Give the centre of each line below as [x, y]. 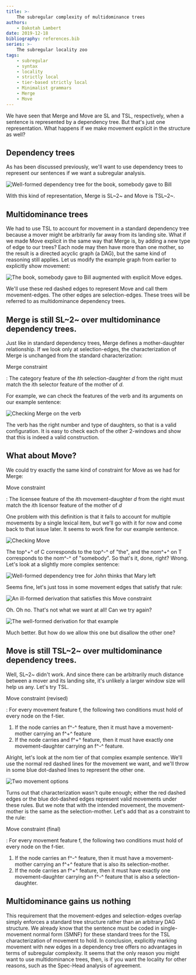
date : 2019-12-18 [27, 33]
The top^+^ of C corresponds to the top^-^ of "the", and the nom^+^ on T [94, 552]
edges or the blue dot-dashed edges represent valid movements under [92, 799]
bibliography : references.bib [43, 39]
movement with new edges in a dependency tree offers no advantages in [94, 947]
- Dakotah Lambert [39, 28]
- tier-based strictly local [52, 83]
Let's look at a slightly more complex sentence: [63, 564]
